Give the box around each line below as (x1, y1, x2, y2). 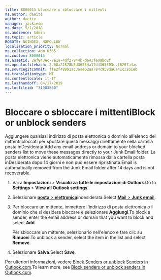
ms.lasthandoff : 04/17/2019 (5, 80, 63, 85)
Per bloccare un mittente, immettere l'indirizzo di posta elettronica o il (12, 204, 154, 210)
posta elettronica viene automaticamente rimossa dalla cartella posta (5, 154, 145, 160)
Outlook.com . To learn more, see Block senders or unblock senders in (5, 264, 146, 270)
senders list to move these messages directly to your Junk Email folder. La (5, 149, 156, 155)
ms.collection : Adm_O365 (5, 48, 56, 53)
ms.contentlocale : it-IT (5, 76, 56, 81)
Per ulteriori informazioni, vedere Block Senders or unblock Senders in (5, 259, 148, 265)
